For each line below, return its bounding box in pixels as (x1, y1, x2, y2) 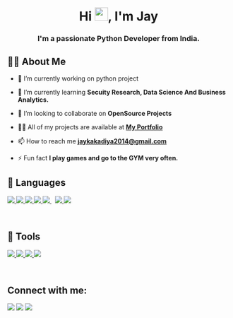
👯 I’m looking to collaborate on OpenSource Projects (17, 109, 172, 117)
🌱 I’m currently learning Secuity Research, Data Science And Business (17, 88, 226, 96)
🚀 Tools (7, 230, 41, 243)
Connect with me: (7, 284, 88, 296)
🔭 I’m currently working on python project (17, 74, 139, 83)
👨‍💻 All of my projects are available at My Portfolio (17, 122, 163, 131)
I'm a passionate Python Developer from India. (37, 34, 200, 44)
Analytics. (17, 95, 49, 104)
